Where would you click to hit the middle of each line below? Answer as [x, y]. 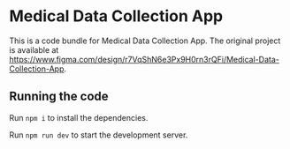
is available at [34, 49]
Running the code [59, 97]
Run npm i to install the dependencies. [79, 117]
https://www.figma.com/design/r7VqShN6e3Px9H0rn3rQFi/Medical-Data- [145, 59]
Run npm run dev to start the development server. [99, 135]
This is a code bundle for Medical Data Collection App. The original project [145, 41]
